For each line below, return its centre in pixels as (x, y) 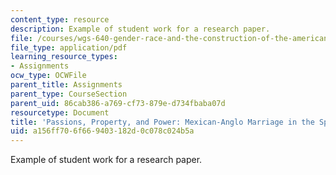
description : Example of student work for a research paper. (140, 29)
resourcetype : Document (60, 112)
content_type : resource (60, 19)
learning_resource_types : (64, 57)
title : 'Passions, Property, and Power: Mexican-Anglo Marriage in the (162, 122)
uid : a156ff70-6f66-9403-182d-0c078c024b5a (102, 131)
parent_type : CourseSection (69, 94)
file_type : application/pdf (69, 47)
